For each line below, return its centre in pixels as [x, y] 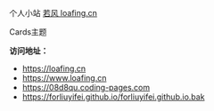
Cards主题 [28, 32]
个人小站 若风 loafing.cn [53, 13]
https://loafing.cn [54, 68]
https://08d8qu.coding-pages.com [86, 87]
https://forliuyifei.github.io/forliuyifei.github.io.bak [113, 97]
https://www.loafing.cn [64, 78]
